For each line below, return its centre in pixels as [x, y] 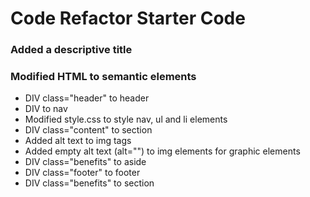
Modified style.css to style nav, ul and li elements [126, 119]
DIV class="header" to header [87, 98]
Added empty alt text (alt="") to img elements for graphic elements [162, 151]
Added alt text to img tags [78, 141]
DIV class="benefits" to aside [85, 162]
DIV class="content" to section [88, 130]
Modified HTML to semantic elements [103, 77]
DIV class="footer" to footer [82, 173]
